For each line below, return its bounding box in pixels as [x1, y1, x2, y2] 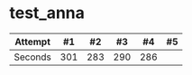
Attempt [14, 35, 51, 48]
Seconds [14, 51, 52, 63]
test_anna [9, 3, 86, 23]
